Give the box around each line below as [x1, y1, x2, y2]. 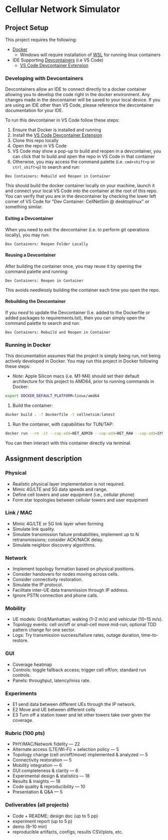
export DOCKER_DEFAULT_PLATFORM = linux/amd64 [5, 393, 99, 398]
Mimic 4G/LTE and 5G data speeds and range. [12, 486, 108, 492]
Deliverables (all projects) [5, 801, 69, 808]
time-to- [141, 632, 158, 638]
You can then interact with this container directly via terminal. [5, 440, 131, 446]
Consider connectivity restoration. [12, 577, 83, 583]
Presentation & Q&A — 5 [12, 789, 63, 795]
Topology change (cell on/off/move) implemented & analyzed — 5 [12, 752, 148, 758]
